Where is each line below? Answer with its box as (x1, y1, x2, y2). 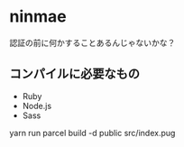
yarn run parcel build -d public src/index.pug (9, 127, 176, 138)
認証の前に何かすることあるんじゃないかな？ (9, 37, 176, 48)
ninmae (9, 6, 67, 27)
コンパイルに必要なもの (9, 66, 140, 82)
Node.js (22, 100, 52, 111)
